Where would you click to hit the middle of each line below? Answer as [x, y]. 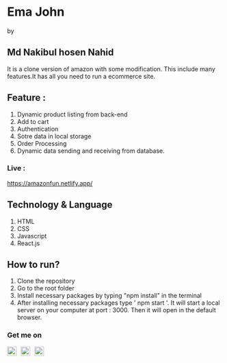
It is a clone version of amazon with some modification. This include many [111, 68]
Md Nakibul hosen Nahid [61, 52]
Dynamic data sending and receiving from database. [91, 151]
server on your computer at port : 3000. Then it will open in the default [117, 310]
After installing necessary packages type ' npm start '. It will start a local [118, 303]
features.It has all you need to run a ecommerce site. [81, 76]
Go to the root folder [46, 288]
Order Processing [42, 143]
